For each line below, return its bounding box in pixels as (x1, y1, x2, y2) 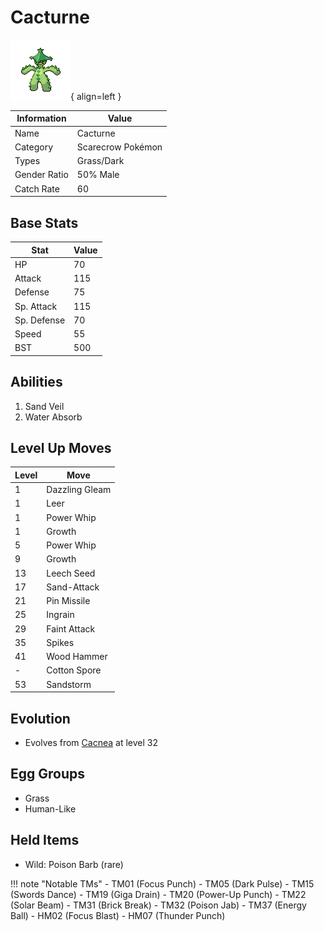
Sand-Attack (46, 581, 100, 593)
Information (16, 112, 67, 125)
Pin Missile (46, 595, 91, 607)
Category (14, 141, 54, 153)
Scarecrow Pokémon (76, 141, 163, 153)
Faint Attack (46, 622, 96, 635)
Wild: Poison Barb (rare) (24, 858, 124, 870)
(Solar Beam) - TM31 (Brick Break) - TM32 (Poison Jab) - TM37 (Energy (10, 899, 307, 911)
